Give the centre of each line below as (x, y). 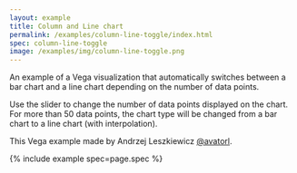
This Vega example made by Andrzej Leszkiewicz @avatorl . (121, 141)
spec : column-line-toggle (58, 43)
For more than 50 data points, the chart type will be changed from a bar (144, 114)
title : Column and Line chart (67, 26)
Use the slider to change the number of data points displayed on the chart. (149, 104)
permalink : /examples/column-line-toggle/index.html (111, 34)
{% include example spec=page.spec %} (86, 159)
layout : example (40, 18)
